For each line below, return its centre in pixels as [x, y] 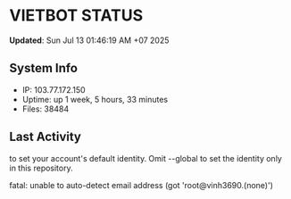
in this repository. [41, 168]
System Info [44, 68]
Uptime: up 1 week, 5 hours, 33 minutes [95, 99]
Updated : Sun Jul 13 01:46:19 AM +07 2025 [89, 40]
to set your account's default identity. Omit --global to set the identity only [146, 158]
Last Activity [46, 137]
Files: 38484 [46, 109]
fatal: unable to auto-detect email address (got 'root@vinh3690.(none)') [141, 185]
